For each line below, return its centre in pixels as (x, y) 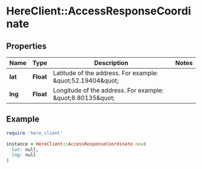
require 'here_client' (35, 133)
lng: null (24, 155)
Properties (26, 46)
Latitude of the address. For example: (106, 73)
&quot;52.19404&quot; (86, 81)
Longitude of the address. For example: (109, 90)
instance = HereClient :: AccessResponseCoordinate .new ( (76, 144)
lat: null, (25, 149)
